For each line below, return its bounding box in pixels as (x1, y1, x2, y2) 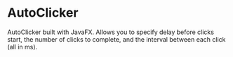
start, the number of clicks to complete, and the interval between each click (7, 35, 226, 43)
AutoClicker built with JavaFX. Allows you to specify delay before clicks (7, 28, 214, 36)
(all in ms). (7, 42, 38, 51)
